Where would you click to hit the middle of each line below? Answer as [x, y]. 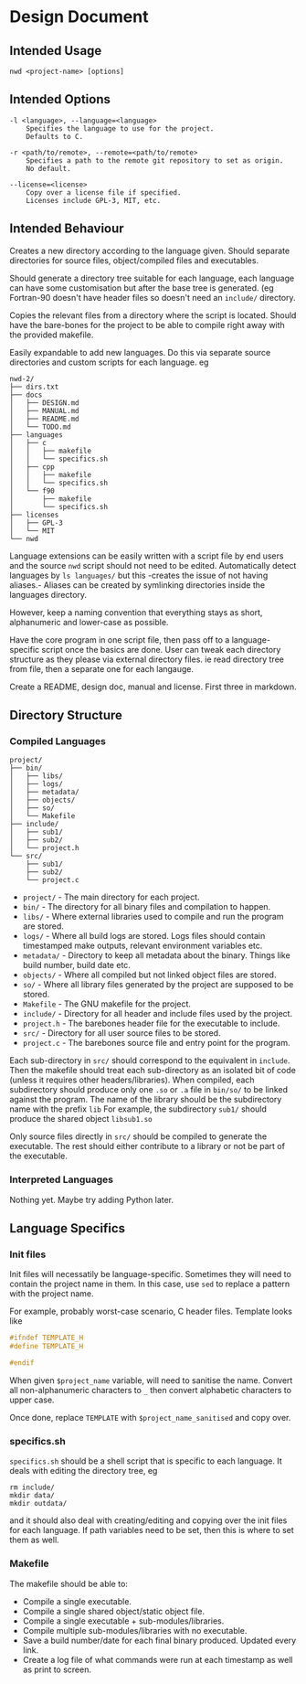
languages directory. [48, 594]
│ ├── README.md [44, 419]
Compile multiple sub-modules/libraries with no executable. [135, 1630]
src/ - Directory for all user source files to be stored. [121, 1033]
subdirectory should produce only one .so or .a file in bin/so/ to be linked [149, 1090]
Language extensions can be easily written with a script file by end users [147, 556]
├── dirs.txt [34, 387]
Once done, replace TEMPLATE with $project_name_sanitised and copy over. [150, 1417]
